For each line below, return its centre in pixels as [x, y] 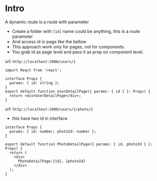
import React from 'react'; [33, 70]
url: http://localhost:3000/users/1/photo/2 [49, 109]
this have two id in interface [40, 118]
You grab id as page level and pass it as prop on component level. [78, 52]
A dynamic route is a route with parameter [47, 22]
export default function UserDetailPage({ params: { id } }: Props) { [78, 91]
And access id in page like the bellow [49, 41]
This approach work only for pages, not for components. [68, 47]
